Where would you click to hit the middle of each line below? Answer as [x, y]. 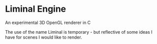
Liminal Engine [36, 9]
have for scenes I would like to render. [44, 37]
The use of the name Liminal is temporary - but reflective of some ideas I [79, 32]
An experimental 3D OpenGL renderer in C [48, 22]
